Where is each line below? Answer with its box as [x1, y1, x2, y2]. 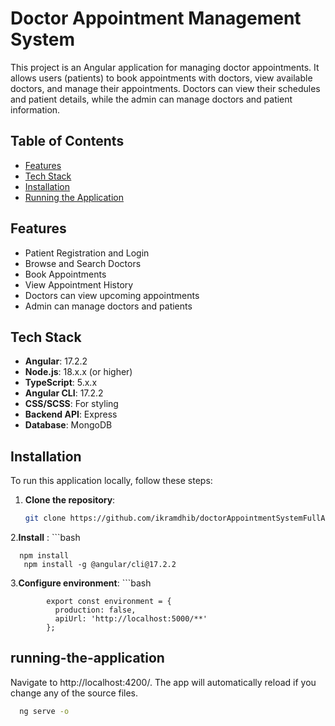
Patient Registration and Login [24, 247, 150, 259]
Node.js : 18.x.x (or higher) [24, 366, 133, 378]
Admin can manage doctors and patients [24, 300, 193, 312]
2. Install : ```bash [10, 532, 81, 544]
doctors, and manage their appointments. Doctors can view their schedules [10, 82, 321, 94]
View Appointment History [24, 278, 134, 291]
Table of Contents [10, 133, 125, 150]
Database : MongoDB [24, 419, 113, 431]
